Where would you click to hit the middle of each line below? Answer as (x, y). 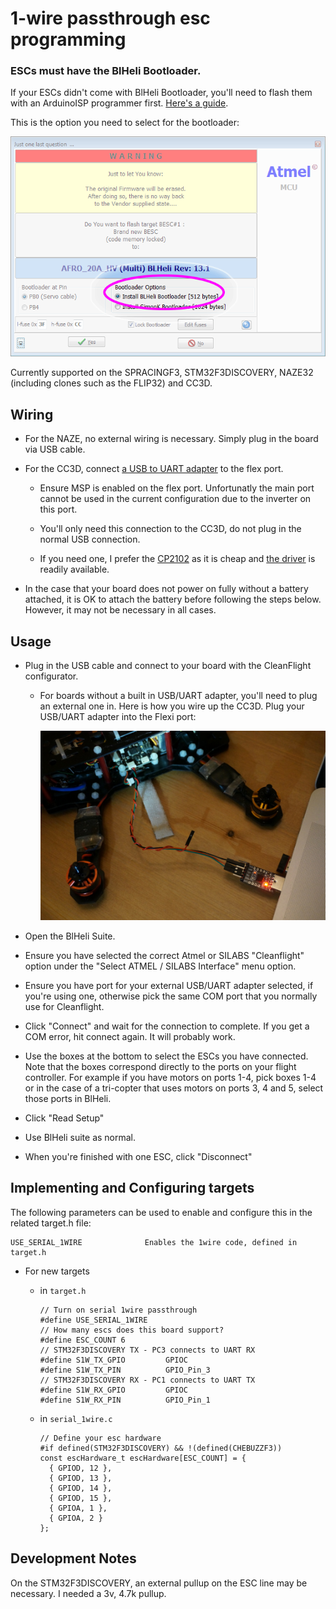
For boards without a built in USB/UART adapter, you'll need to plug (178, 695)
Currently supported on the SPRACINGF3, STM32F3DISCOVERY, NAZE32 (162, 373)
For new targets (57, 1271)
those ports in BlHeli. (68, 1099)
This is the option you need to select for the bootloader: (125, 123)
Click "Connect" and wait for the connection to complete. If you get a (167, 1026)
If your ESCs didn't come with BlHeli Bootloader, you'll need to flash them (161, 93)
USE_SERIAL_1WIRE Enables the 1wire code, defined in (154, 1242)
